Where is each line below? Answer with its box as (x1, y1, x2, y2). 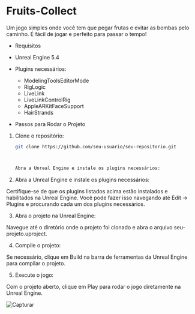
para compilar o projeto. (6, 259, 66, 267)
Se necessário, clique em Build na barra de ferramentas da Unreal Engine (6, 253, 188, 261)
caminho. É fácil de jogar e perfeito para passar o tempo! (6, 30, 147, 37)
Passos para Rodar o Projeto (14, 120, 86, 127)
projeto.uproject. (6, 230, 47, 237)
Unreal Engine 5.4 (14, 53, 60, 61)
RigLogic (23, 83, 46, 91)
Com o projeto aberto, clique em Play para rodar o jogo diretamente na (6, 283, 181, 290)
